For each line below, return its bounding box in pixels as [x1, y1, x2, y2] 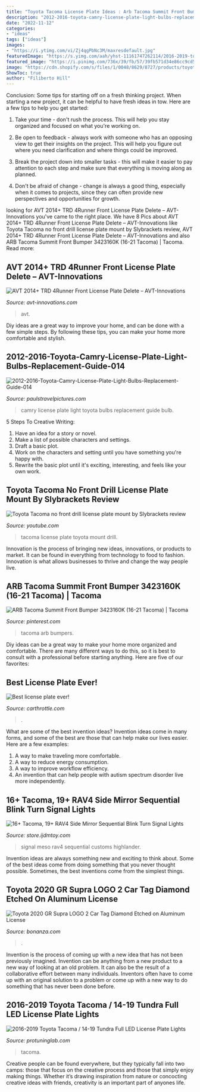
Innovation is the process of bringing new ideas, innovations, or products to [6, 545, 192, 552]
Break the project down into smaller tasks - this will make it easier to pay [14, 158, 193, 165]
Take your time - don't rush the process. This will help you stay [14, 116, 170, 123]
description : [6, 14, 39, 20]
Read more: [6, 245, 35, 252]
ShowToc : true [6, 70, 42, 76]
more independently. [14, 777, 66, 785]
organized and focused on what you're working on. [14, 122, 140, 130]
